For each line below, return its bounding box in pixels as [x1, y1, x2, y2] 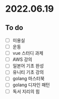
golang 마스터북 [12, 76, 45, 82]
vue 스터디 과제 [12, 50, 44, 56]
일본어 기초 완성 [12, 63, 44, 69]
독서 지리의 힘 [12, 88, 40, 94]
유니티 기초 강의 [12, 69, 44, 75]
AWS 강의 [12, 56, 33, 62]
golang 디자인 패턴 [12, 82, 50, 88]
